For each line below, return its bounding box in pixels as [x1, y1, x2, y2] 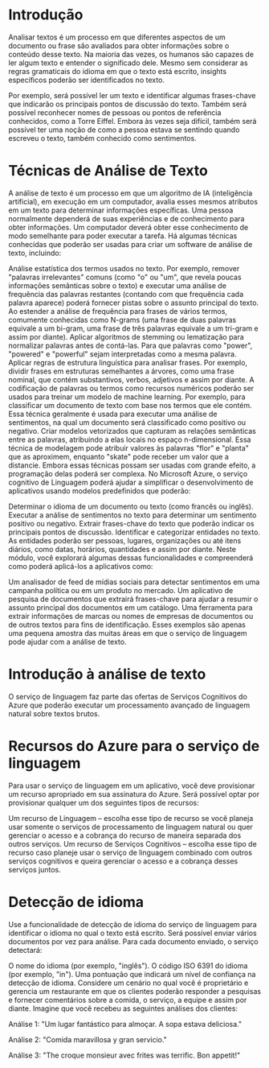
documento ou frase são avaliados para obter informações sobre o [8, 40, 230, 50]
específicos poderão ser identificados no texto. [8, 75, 165, 85]
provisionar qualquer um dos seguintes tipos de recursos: [8, 798, 199, 807]
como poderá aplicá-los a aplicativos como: [8, 561, 153, 571]
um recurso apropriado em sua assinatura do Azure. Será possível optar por [8, 789, 259, 798]
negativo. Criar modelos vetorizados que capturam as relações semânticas [8, 426, 257, 435]
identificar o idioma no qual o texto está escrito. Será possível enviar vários [8, 928, 257, 938]
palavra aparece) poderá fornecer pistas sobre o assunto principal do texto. [8, 298, 259, 307]
